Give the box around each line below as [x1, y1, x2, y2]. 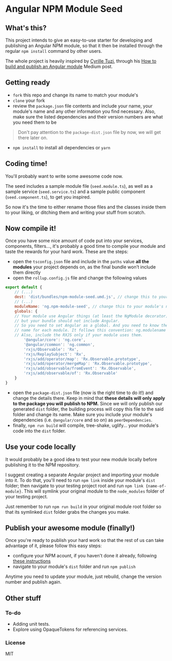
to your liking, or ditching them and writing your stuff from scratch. [5, 209, 146, 216]
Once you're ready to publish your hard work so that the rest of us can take [5, 537, 164, 543]
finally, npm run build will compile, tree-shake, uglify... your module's [12, 422, 159, 429]
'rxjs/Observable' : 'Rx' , [24, 347, 79, 352]
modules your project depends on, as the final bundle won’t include [12, 264, 156, 270]
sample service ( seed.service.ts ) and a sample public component [5, 188, 145, 195]
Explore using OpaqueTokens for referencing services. [12, 627, 128, 633]
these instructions [12, 558, 51, 565]
